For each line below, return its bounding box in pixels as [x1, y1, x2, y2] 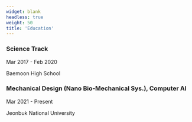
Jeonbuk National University [6, 109, 76, 116]
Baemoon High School [6, 69, 61, 77]
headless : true [6, 14, 44, 20]
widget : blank [6, 8, 41, 15]
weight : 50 [6, 20, 33, 25]
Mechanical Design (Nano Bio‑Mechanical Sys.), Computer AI [6, 84, 187, 92]
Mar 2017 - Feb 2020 [6, 58, 58, 65]
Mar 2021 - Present [6, 98, 53, 105]
